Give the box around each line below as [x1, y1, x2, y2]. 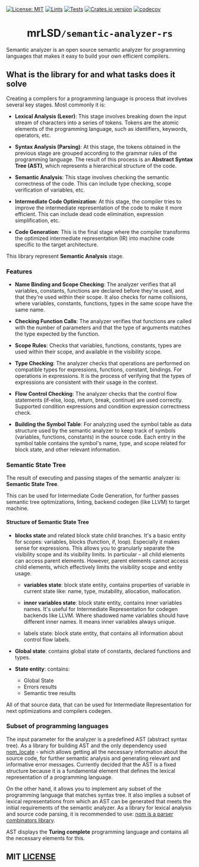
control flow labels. [23, 636, 71, 643]
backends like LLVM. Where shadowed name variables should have [23, 612, 189, 619]
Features [6, 267, 33, 276]
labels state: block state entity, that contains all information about [23, 630, 184, 637]
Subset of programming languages [6, 722, 109, 730]
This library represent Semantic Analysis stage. [6, 252, 124, 259]
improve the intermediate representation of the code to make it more [14, 204, 182, 211]
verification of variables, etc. [14, 186, 85, 193]
